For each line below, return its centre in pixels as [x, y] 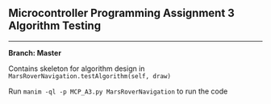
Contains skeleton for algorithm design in [77, 69]
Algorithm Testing [55, 26]
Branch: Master [35, 52]
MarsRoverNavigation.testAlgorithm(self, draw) [90, 76]
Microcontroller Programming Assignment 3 [122, 13]
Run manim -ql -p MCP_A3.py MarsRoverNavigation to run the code [118, 91]
